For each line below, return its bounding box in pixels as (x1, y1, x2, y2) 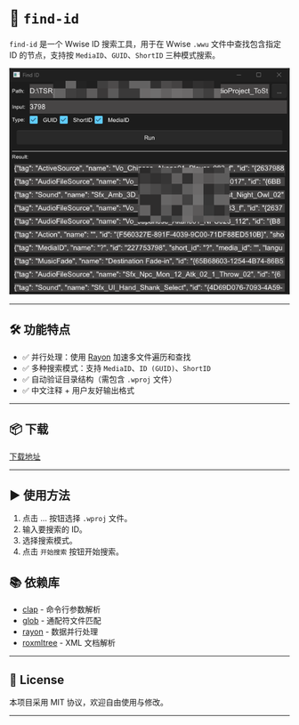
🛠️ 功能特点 (9, 322, 71, 337)
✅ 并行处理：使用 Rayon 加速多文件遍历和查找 (21, 351, 191, 362)
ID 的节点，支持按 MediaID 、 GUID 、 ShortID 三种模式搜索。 (9, 49, 221, 60)
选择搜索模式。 (21, 536, 77, 546)
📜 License (9, 672, 65, 688)
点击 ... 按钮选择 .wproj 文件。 (21, 513, 133, 524)
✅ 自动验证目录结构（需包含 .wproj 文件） (21, 374, 177, 384)
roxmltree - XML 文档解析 (21, 638, 116, 648)
